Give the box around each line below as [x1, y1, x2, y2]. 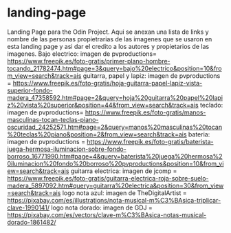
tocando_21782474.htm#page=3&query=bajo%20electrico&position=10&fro [7, 64, 222, 72]
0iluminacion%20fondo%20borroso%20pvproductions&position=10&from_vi [7, 159, 224, 168]
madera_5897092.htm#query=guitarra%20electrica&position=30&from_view [7, 181, 224, 190]
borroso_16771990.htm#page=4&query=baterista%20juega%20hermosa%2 [7, 152, 223, 160]
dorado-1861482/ [7, 218, 56, 226]
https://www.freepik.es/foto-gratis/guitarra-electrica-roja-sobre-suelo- [7, 174, 209, 182]
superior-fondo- [7, 86, 53, 94]
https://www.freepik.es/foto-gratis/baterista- [87, 137, 214, 145]
